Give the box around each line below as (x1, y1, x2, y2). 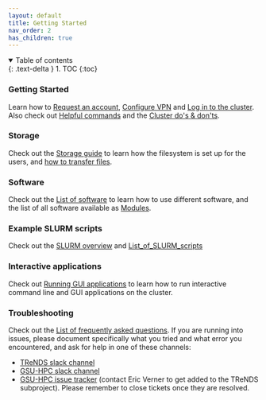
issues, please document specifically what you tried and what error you (8, 334, 242, 344)
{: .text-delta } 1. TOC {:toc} (8, 64, 98, 74)
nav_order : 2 (8, 26, 52, 34)
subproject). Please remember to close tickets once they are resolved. (19, 383, 250, 393)
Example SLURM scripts (8, 223, 103, 235)
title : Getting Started (8, 19, 87, 27)
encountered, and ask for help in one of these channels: (8, 343, 191, 352)
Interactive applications (8, 261, 102, 272)
